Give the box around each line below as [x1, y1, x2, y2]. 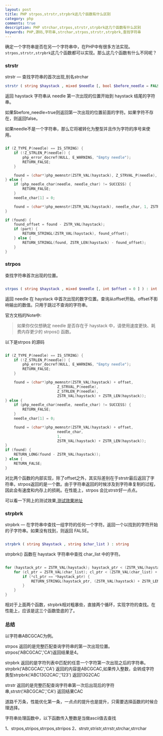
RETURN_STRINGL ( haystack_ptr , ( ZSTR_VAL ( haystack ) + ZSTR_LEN [31, 579, 160, 584]
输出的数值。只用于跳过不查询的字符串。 [9, 302, 90, 308]
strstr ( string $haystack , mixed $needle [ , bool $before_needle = [5, 84, 149, 89]
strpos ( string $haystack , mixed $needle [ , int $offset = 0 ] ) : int [5, 286, 158, 291]
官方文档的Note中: [5, 312, 42, 318]
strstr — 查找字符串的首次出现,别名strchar [5, 74, 89, 80]
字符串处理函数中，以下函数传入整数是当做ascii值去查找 [5, 715, 116, 721]
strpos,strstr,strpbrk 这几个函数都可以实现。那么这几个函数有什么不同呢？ [5, 50, 157, 55]
